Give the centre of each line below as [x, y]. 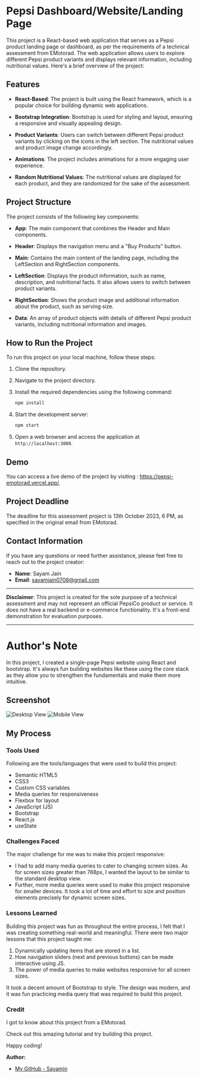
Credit [15, 1009]
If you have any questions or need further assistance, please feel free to [95, 555]
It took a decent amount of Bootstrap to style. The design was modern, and [98, 987]
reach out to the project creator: [45, 562]
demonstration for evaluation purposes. [54, 616]
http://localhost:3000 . [44, 443]
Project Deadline [38, 501]
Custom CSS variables [42, 788]
